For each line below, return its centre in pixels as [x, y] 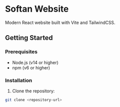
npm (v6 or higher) [31, 67]
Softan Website [37, 9]
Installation [19, 80]
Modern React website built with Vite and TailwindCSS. [60, 22]
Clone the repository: [33, 91]
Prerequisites [21, 52]
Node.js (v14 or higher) [35, 63]
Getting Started [29, 38]
